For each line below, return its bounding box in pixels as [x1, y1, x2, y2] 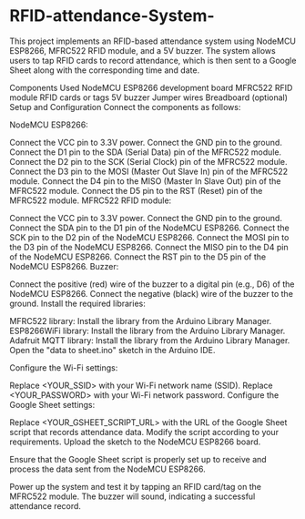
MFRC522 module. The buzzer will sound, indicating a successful [9, 491, 256, 502]
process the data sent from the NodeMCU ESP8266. [9, 463, 207, 474]
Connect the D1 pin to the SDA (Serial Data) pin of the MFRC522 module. [9, 147, 282, 158]
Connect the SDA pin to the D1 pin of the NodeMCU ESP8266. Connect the [9, 222, 290, 233]
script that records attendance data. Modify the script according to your [9, 426, 280, 437]
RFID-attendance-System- [9, 5, 216, 26]
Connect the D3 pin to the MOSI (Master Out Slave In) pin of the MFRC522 [9, 166, 289, 177]
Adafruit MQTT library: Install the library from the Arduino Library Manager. [9, 334, 290, 346]
